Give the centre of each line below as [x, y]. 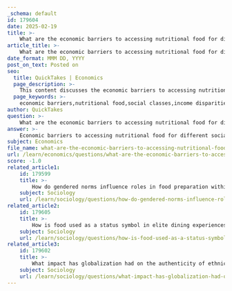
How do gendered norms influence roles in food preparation [120, 187]
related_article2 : [33, 206]
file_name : [23, 148]
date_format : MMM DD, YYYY [46, 59]
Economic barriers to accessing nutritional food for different [114, 135]
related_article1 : [33, 167]
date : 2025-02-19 [32, 26]
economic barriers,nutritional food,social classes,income [106, 103]
